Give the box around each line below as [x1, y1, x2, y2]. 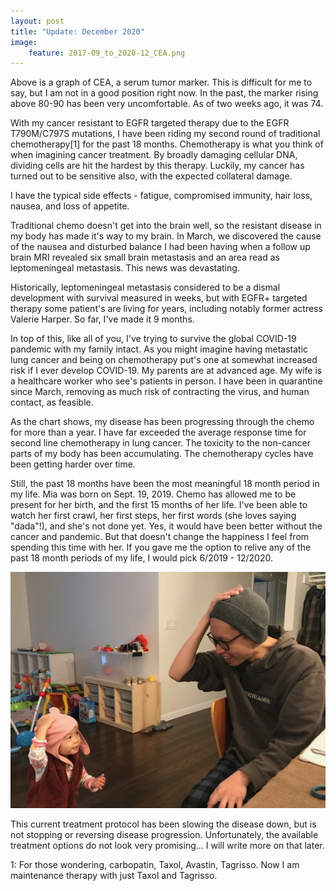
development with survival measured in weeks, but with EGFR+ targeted [10, 292, 308, 304]
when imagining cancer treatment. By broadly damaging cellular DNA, [10, 149, 298, 161]
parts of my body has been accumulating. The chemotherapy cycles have [10, 448, 314, 460]
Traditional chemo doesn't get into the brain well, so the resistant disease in [10, 220, 322, 232]
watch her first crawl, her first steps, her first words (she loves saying [10, 510, 297, 522]
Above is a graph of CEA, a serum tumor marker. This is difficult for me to [10, 76, 313, 89]
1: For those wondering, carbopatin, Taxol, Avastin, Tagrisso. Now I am [10, 859, 300, 871]
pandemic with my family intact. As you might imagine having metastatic [10, 343, 309, 355]
